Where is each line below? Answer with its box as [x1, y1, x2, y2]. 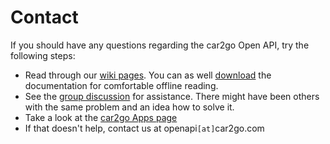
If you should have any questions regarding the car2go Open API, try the [10, 39, 310, 51]
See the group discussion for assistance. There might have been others [24, 90, 320, 102]
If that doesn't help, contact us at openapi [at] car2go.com [24, 122, 265, 134]
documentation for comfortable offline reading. [24, 79, 219, 91]
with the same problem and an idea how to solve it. [24, 101, 235, 113]
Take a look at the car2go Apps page [24, 111, 178, 123]
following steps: [10, 49, 76, 61]
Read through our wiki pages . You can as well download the [24, 69, 272, 81]
